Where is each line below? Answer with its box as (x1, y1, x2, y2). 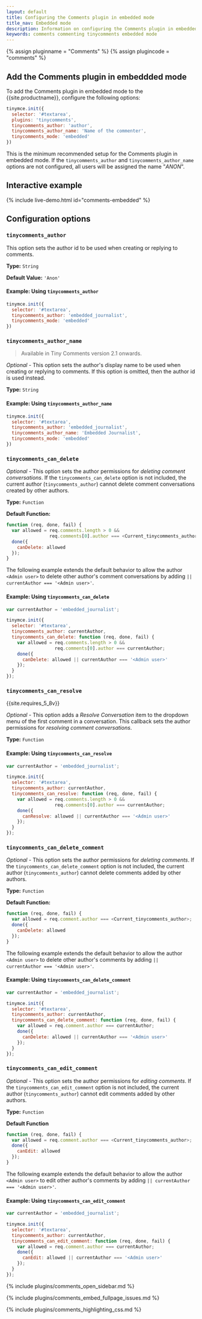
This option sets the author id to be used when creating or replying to (6, 244, 178, 251)
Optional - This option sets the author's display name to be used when (6, 362, 181, 369)
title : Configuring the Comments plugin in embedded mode (6, 14, 155, 20)
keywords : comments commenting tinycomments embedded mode (6, 31, 158, 37)
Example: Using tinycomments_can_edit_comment (6, 1197, 126, 1204)
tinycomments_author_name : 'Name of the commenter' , (11, 128, 147, 134)
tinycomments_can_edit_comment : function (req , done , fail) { (11, 1238, 171, 1244)
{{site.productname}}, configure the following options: (6, 94, 141, 101)
